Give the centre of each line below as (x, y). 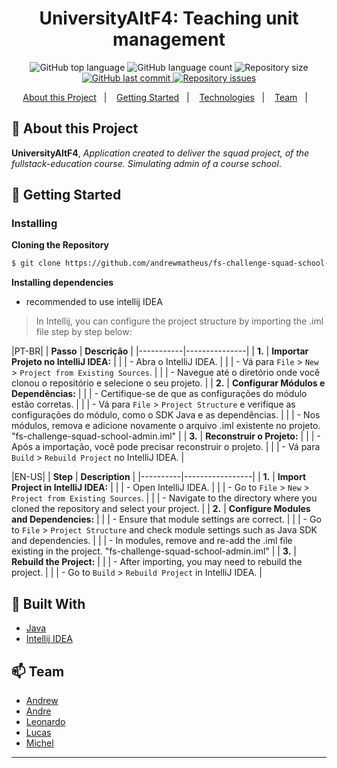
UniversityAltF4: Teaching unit (169, 18)
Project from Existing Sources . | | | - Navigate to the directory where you (164, 498)
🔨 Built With (48, 603)
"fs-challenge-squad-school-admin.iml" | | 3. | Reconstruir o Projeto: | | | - (166, 436)
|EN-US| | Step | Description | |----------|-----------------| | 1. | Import (159, 477)
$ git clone (36, 263)
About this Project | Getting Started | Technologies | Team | (165, 97)
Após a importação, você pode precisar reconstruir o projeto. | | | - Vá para (166, 447)
